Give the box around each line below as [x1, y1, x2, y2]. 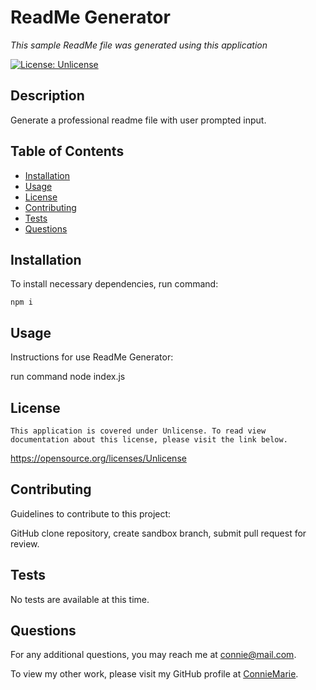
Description [10, 87, 85, 105]
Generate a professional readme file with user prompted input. [10, 114, 267, 126]
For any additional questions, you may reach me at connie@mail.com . [10, 649, 297, 661]
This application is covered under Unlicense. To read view [10, 426, 267, 436]
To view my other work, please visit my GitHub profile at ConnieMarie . [10, 668, 299, 680]
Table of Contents [10, 143, 125, 160]
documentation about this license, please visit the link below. [10, 435, 288, 445]
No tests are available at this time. [10, 593, 150, 605]
